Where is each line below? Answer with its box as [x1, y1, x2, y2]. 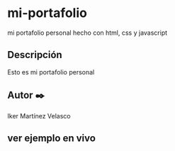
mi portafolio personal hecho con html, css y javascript [7, 28, 168, 37]
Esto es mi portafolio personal [7, 67, 95, 76]
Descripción [7, 49, 62, 61]
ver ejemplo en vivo [7, 132, 96, 144]
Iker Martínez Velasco [7, 111, 71, 120]
